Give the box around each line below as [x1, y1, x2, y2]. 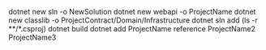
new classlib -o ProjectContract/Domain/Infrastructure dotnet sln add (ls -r [8, 15, 258, 25]
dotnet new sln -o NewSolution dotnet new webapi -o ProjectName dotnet [8, 7, 256, 16]
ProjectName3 [8, 32, 57, 42]
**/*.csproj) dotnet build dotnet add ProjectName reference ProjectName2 [8, 24, 255, 33]
